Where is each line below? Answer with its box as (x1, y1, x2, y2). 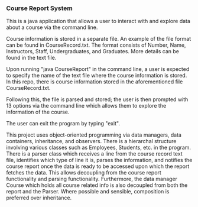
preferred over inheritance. (6, 194, 72, 202)
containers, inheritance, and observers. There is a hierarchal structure (6, 138, 177, 145)
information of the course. (6, 108, 70, 116)
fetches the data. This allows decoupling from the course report (6, 169, 161, 176)
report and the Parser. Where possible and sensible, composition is (6, 188, 170, 195)
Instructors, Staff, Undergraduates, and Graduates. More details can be (6, 48, 179, 55)
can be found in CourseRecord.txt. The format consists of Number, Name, (6, 41, 186, 48)
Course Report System (6, 4, 73, 12)
